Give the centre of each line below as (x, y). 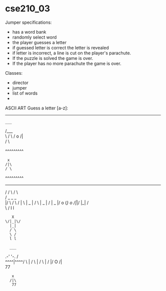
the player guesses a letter (39, 42)
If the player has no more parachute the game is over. (67, 63)
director (20, 83)
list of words (25, 93)
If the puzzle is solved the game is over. (53, 58)
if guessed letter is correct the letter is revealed (61, 48)
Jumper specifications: (28, 22)
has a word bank (29, 32)
